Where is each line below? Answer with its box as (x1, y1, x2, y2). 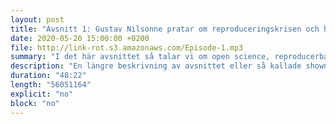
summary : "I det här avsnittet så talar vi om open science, (10, 52, 271, 62)
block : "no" (10, 98, 60, 108)
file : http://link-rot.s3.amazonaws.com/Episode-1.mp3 (10, 42, 244, 53)
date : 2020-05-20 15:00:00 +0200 (10, 33, 150, 43)
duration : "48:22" (10, 71, 87, 81)
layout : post (10, 14, 65, 25)
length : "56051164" (10, 80, 92, 90)
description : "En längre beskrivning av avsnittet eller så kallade (10, 61, 302, 71)
